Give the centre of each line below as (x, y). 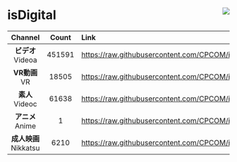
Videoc (25, 104)
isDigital (32, 15)
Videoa (25, 60)
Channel (25, 37)
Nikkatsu (25, 148)
